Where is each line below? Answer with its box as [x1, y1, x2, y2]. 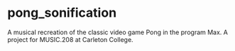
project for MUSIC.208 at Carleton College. [7, 35, 133, 43]
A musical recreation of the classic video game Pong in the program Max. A [7, 28, 229, 36]
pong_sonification [7, 5, 117, 21]
